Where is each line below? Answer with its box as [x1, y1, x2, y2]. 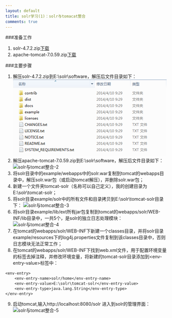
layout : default [5, 8, 40, 13]
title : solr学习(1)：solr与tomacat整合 [5, 13, 86, 19]
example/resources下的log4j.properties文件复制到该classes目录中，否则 [12, 234, 166, 240]
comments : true [5, 19, 38, 24]
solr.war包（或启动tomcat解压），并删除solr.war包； [35, 177, 144, 183]
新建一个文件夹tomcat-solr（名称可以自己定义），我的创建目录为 [12, 183, 147, 189]
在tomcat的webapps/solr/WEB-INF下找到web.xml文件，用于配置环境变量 [12, 247, 167, 253]
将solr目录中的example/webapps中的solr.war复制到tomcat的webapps [12, 170, 160, 176]
